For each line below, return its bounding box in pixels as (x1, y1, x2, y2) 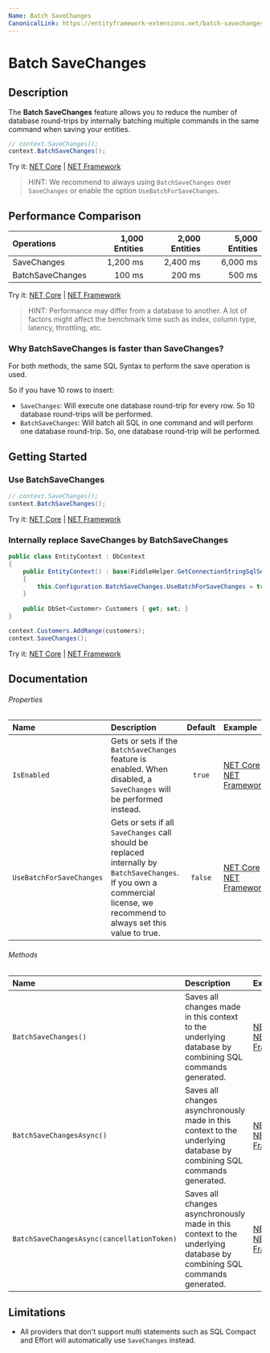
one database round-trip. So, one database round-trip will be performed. (19, 427, 261, 437)
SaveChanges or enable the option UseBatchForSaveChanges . (27, 186, 220, 195)
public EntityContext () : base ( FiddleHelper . (22, 568, 178, 576)
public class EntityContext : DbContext (8, 552, 146, 561)
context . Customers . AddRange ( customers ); (8, 626, 146, 635)
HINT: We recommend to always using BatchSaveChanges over (27, 178, 231, 187)
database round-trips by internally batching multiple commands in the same (8, 116, 260, 125)
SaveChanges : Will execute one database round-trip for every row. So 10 (19, 401, 255, 411)
